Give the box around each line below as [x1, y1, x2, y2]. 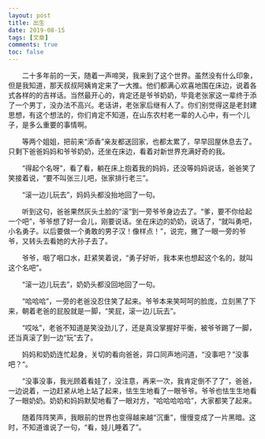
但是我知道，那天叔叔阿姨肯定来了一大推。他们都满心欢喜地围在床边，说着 [8, 80, 250, 90]
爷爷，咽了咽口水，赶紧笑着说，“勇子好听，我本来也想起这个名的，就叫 [22, 253, 254, 262]
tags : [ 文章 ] [8, 33, 49, 42]
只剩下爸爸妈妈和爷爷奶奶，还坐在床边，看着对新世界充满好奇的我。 [8, 147, 230, 156]
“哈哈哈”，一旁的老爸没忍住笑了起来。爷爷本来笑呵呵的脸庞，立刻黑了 [22, 296, 250, 306]
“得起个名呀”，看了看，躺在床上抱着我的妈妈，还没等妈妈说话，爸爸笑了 [22, 163, 256, 173]
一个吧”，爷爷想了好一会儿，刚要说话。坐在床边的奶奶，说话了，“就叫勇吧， [8, 217, 256, 225]
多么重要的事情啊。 [28, 120, 91, 129]
